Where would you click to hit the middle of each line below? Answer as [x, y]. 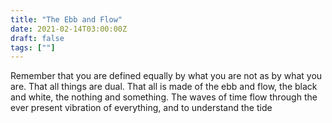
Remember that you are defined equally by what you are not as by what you [166, 76]
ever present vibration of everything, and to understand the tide [141, 108]
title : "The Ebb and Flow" [66, 19]
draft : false [37, 38]
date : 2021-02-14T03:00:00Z [69, 29]
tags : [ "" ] [33, 47]
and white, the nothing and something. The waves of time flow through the [164, 97]
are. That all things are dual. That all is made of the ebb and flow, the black [164, 87]
